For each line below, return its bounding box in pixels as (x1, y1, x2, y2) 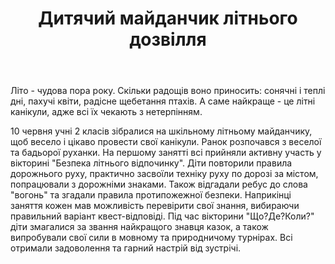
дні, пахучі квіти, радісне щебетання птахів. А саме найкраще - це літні (10, 95, 316, 107)
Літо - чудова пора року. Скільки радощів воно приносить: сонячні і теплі (10, 85, 326, 97)
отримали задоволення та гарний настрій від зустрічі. (10, 242, 242, 254)
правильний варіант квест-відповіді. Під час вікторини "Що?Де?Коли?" (10, 210, 315, 222)
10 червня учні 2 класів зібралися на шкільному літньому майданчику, (10, 125, 313, 137)
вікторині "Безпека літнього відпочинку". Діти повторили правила (10, 157, 293, 169)
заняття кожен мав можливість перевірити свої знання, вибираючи (10, 200, 300, 212)
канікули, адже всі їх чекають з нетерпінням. (10, 106, 203, 118)
